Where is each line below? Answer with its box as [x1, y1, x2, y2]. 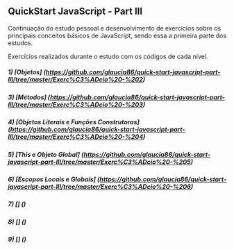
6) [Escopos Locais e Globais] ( [8, 175, 100, 183]
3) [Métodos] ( [8, 93, 51, 101]
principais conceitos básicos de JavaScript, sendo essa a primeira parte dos [8, 31, 227, 40]
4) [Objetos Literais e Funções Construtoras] [8, 118, 140, 126]
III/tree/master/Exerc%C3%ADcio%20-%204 [8, 133, 144, 141]
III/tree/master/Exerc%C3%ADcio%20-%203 [8, 100, 143, 108]
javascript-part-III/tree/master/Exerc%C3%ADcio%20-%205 [8, 158, 191, 166]
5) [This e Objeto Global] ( [8, 150, 84, 158]
